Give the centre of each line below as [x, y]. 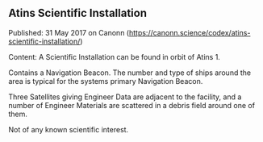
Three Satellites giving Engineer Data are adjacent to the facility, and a [125, 97]
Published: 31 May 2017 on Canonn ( [69, 32]
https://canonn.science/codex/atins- [190, 32]
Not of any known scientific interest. [69, 129]
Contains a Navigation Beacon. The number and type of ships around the [130, 73]
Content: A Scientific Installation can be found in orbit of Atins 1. [114, 56]
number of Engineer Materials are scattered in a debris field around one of [132, 105]
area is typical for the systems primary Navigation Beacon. [106, 81]
